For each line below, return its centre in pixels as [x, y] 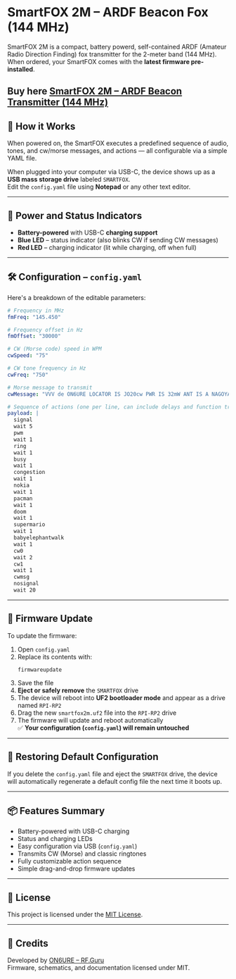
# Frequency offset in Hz [45, 330]
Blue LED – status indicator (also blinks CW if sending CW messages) [118, 239]
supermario [29, 525]
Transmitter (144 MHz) [58, 102]
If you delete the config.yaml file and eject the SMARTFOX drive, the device [112, 774]
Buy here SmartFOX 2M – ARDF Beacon [95, 91]
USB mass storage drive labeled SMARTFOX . [69, 180]
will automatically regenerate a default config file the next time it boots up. [115, 781]
